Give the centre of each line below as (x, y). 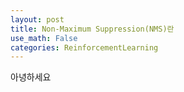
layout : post (37, 19)
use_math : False (44, 38)
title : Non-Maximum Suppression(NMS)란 (92, 29)
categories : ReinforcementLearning (84, 47)
